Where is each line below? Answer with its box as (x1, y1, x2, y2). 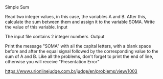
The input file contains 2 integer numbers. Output (5, 34, 105, 39)
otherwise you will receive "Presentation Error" (5, 59, 100, 64)
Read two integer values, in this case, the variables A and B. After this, (5, 14, 147, 19)
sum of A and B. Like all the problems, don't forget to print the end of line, (5, 53, 153, 59)
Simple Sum (5, 4, 29, 10)
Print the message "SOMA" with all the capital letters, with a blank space (5, 43, 151, 49)
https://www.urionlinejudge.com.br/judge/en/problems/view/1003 (5, 68, 138, 74)
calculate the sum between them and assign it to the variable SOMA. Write (5, 19, 155, 25)
